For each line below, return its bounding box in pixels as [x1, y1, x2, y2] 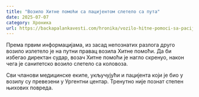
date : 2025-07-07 [6, 14, 49, 20]
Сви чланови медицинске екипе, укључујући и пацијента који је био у [6, 72, 184, 79]
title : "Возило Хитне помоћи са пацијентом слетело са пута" [6, 8, 161, 15]
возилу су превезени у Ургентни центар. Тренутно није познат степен [6, 78, 184, 85]
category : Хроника [6, 20, 52, 25]
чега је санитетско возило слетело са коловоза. [6, 60, 129, 67]
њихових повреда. [6, 84, 53, 92]
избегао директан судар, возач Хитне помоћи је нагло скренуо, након [6, 54, 185, 61]
